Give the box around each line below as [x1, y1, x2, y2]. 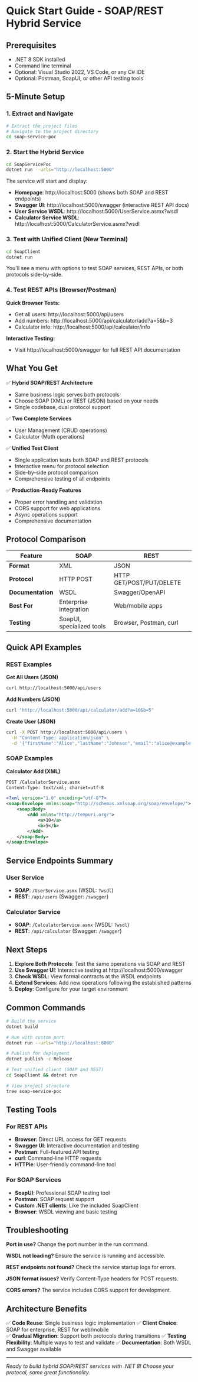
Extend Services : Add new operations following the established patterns [14, 979, 192, 987]
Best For [9, 602, 34, 610]
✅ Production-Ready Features [6, 486, 81, 494]
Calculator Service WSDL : [14, 214, 80, 221]
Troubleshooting [6, 1225, 69, 1235]
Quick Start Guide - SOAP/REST [6, 4, 164, 18]
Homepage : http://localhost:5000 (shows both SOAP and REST [14, 189, 169, 196]
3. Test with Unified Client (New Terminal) [6, 235, 128, 244]
